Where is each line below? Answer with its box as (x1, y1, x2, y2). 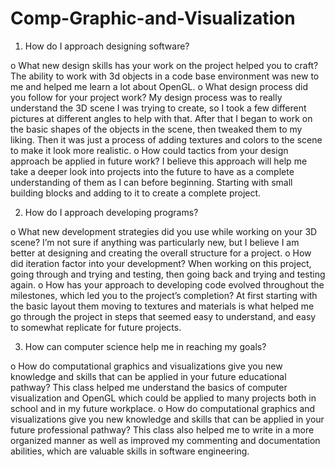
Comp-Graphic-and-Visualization (10, 7, 296, 30)
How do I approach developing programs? (24, 206, 199, 218)
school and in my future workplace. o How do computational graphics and (10, 402, 316, 414)
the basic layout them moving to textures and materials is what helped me (10, 300, 315, 312)
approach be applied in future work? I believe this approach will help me (10, 155, 308, 167)
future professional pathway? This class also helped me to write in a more (10, 423, 315, 436)
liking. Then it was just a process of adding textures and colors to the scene (10, 133, 323, 146)
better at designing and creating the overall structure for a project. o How (10, 247, 312, 259)
